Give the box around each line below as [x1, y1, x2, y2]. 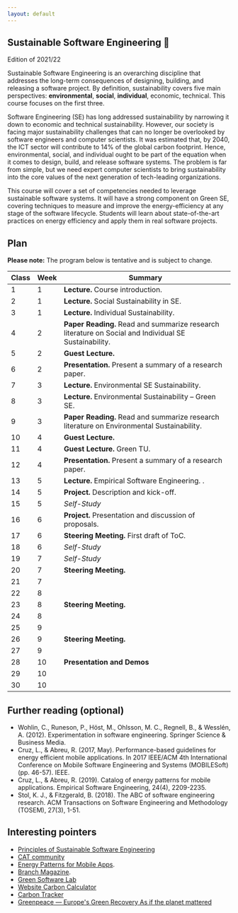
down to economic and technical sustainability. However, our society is [7, 120, 215, 129]
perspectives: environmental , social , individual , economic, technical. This [7, 91, 225, 100]
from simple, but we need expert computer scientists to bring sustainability [7, 166, 227, 174]
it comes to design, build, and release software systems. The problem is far [7, 158, 227, 166]
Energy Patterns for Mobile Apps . [17, 860, 115, 868]
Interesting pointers [7, 826, 97, 839]
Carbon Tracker [17, 890, 64, 899]
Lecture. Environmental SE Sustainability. [63, 380, 201, 390]
